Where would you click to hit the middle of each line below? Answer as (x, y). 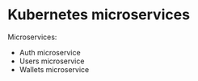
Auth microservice (50, 52)
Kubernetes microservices (99, 15)
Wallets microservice (54, 69)
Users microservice (52, 61)
